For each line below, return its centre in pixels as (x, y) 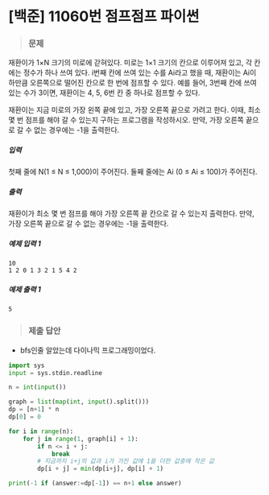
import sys (27, 365)
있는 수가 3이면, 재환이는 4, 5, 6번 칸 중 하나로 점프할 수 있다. (104, 93)
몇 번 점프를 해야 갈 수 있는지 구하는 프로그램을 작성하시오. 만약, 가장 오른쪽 (126, 120)
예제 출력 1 (25, 289)
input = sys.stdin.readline (56, 373)
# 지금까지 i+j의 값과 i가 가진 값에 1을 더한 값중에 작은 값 (126, 461)
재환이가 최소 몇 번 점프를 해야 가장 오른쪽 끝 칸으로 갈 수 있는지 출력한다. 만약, (132, 213)
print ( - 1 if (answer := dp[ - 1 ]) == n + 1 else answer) (95, 484)
